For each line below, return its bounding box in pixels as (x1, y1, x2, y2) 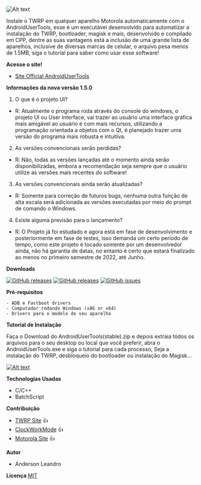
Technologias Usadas (6, 375, 62, 382)
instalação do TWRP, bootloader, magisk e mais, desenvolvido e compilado (6, 30, 192, 37)
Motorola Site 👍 (14, 435, 55, 442)
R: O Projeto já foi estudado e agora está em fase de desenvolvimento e (14, 228, 193, 235)
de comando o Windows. (14, 205, 77, 212)
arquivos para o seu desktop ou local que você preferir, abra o (6, 339, 160, 346)
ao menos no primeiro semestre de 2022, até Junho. (14, 254, 145, 261)
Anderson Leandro (14, 460, 62, 468)
